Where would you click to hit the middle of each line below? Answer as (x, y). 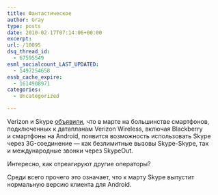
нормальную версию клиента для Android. (69, 184)
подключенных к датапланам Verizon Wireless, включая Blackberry (105, 129)
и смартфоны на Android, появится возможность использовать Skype (109, 136)
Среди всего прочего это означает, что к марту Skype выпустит (101, 177)
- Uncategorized (36, 96)
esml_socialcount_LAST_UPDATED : (53, 64)
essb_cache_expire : (35, 77)
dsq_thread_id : (29, 52)
